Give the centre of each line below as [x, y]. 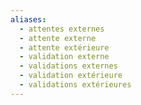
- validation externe [64, 57]
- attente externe [58, 38]
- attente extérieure [64, 47]
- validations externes [68, 66]
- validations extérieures [75, 85]
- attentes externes [62, 29]
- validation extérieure [71, 76]
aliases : [28, 19]
